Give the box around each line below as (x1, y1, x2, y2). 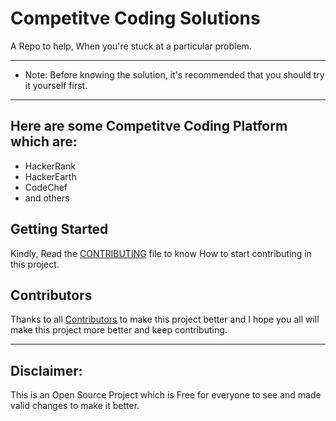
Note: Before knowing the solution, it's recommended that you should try (24, 68, 325, 81)
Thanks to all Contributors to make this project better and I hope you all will (10, 313, 320, 326)
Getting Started (10, 221, 109, 238)
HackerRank (24, 160, 76, 172)
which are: (10, 133, 78, 151)
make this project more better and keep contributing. (10, 324, 228, 336)
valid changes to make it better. (10, 400, 140, 412)
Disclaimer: (10, 362, 83, 379)
